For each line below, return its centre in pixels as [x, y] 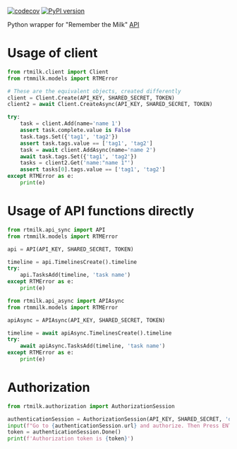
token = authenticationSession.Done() [64, 432]
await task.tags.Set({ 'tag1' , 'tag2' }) [79, 156]
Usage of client [53, 53]
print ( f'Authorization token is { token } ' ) [71, 439]
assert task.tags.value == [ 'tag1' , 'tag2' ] [86, 143]
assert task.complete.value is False [75, 131]
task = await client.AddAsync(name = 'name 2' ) [88, 150]
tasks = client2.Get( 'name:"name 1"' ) [77, 163]
